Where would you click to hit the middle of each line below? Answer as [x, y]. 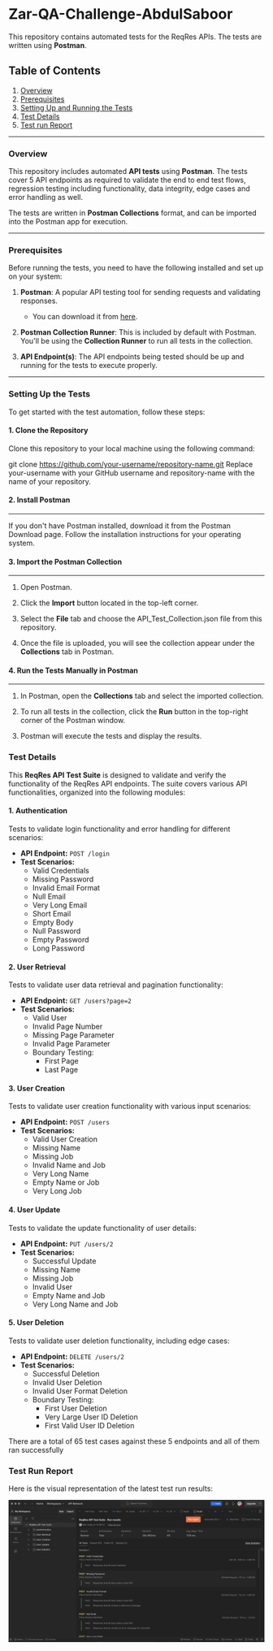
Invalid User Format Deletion [80, 1391]
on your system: [35, 276]
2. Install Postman [39, 500]
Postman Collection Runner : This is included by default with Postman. [138, 332]
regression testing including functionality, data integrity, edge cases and [129, 188]
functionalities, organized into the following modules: [97, 792]
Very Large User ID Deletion [91, 1417]
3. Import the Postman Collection [65, 561]
